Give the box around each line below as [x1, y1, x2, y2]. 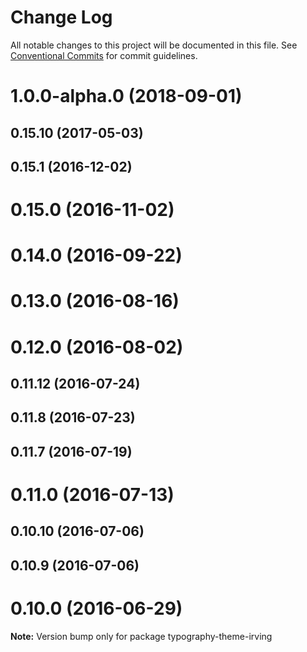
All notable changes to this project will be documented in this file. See [10, 39, 298, 51]
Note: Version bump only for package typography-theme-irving [10, 630, 273, 642]
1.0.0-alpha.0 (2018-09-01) [10, 85, 243, 108]
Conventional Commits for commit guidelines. [10, 49, 198, 61]
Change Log [10, 6, 113, 29]
